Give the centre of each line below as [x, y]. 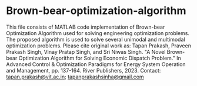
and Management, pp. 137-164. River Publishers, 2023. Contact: [84, 70]
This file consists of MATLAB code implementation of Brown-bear [86, 27]
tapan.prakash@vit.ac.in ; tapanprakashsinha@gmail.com [75, 77]
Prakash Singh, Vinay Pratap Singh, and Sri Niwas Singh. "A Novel [86, 51]
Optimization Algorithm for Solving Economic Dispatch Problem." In [100, 58]
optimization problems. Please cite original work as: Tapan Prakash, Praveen [98, 46]
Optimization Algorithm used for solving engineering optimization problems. [98, 33]
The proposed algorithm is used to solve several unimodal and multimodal [96, 39]
